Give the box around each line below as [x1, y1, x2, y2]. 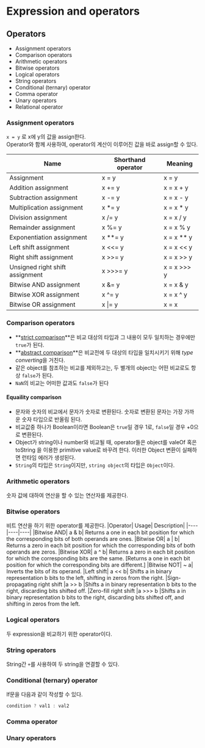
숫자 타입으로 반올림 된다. [21, 416, 82, 423]
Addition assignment [9, 183, 69, 192]
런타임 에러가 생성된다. [21, 453, 76, 461]
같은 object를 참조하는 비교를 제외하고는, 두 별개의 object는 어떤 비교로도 [15, 364, 190, 371]
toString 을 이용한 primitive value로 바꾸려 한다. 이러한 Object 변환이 [15, 446, 181, 453]
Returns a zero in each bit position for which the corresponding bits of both [6, 542, 195, 549]
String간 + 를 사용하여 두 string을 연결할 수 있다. [6, 660, 120, 667]
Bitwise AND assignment [9, 280, 81, 289]
